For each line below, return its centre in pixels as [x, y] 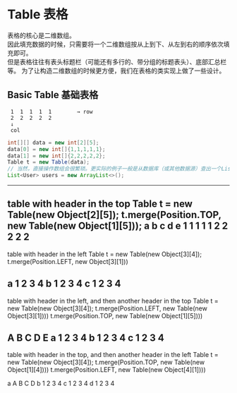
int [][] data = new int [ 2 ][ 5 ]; [53, 143]
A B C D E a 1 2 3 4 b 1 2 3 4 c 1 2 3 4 [86, 338]
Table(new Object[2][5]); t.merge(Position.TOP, [114, 215]
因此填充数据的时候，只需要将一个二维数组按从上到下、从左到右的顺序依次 [115, 44]
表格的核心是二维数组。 [41, 35]
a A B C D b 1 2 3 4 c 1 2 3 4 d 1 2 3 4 [61, 383]
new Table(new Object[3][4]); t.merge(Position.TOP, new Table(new [106, 362]
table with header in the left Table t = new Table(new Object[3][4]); [105, 254]
